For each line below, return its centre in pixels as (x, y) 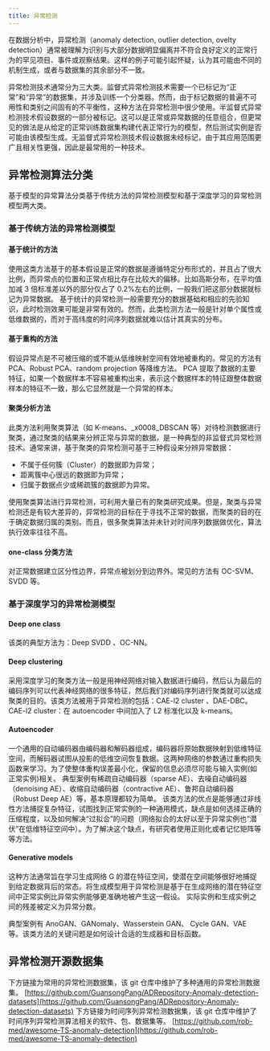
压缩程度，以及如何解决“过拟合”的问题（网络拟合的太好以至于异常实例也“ (129, 818)
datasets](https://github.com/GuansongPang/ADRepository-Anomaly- (124, 1001)
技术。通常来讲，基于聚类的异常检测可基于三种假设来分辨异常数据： (121, 448)
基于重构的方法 (33, 339)
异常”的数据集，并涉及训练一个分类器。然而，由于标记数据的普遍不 (139, 96)
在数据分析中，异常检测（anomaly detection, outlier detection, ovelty (123, 39)
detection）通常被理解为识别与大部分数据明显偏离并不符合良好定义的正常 (129, 50)
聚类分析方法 (29, 408)
